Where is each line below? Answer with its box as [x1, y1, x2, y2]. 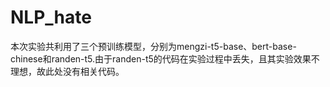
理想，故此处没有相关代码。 [10, 65, 125, 77]
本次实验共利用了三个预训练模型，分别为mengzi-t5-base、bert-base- [10, 40, 297, 52]
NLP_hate [10, 6, 92, 29]
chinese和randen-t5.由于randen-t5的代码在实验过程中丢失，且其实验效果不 [10, 52, 320, 65]
